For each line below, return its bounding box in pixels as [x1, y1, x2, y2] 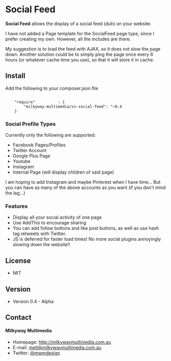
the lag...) [5, 190, 26, 196]
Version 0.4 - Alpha [12, 298, 54, 304]
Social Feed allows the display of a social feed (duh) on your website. [5, 20, 152, 27]
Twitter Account [12, 147, 47, 154]
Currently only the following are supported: [5, 132, 96, 138]
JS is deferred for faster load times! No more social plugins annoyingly [12, 236, 161, 242]
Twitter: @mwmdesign [12, 350, 60, 356]
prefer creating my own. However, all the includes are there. [5, 36, 131, 42]
